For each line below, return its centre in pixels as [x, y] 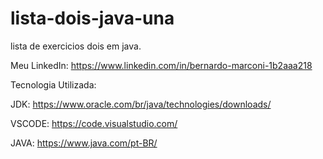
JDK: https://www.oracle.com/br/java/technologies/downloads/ [141, 104]
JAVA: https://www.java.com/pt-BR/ [84, 143]
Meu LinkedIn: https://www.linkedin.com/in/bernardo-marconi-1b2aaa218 [161, 65]
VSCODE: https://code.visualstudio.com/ [94, 123]
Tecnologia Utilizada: [53, 84]
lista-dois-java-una [92, 18]
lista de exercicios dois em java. [76, 46]
